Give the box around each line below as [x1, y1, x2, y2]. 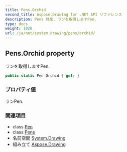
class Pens [12, 129, 35, 135]
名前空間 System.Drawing [12, 135, 66, 141]
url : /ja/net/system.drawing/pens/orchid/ [5, 31, 95, 36]
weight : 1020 [5, 26, 33, 31]
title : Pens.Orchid [5, 7, 46, 13]
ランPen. [5, 98, 24, 104]
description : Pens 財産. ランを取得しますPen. [5, 17, 97, 22]
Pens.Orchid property [5, 49, 75, 58]
